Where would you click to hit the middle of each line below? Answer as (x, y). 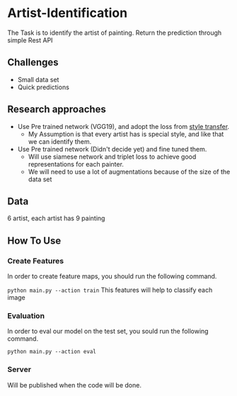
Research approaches (57, 109)
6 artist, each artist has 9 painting (56, 218)
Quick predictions (43, 87)
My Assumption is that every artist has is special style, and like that (126, 134)
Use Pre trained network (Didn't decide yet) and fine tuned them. (112, 149)
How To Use (34, 241)
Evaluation (26, 315)
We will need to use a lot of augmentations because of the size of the (129, 171)
